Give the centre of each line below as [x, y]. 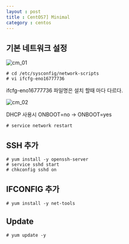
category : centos [29, 23]
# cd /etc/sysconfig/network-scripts [53, 74]
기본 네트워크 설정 [37, 48]
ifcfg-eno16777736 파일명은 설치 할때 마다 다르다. [64, 91]
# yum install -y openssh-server [47, 159]
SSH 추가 [22, 145]
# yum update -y [26, 235]
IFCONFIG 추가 [33, 189]
